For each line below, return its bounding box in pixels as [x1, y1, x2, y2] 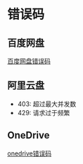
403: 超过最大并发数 [17, 100, 77, 108]
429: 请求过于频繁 [17, 108, 70, 117]
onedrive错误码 [7, 149, 51, 158]
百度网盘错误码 [7, 57, 51, 65]
